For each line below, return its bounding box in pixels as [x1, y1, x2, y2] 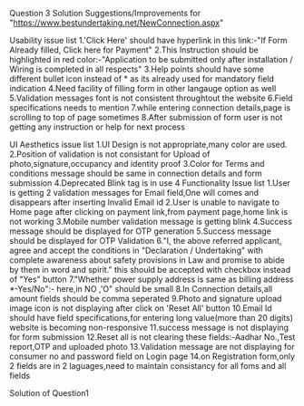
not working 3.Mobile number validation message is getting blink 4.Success [9, 217, 292, 227]
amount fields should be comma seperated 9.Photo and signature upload [9, 294, 282, 304]
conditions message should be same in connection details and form [9, 168, 263, 179]
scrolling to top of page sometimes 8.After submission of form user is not [9, 112, 283, 122]
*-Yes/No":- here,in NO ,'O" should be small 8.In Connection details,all [9, 284, 273, 294]
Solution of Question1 [9, 388, 89, 398]
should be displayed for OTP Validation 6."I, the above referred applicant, [9, 236, 282, 246]
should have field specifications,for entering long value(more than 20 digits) [9, 313, 293, 323]
